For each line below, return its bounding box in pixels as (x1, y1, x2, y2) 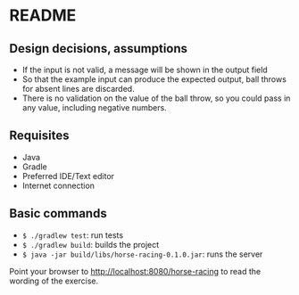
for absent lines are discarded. (21, 84, 136, 94)
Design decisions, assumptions (9, 41, 188, 56)
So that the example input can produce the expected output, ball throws (21, 74, 287, 85)
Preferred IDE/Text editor (21, 170, 114, 181)
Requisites (9, 128, 70, 143)
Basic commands (9, 206, 107, 221)
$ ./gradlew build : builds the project (21, 239, 160, 250)
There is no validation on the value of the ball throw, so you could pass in (21, 93, 291, 103)
